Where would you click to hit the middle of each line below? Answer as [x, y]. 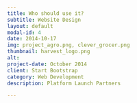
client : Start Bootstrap [42, 70]
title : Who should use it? [46, 13]
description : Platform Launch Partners [64, 83]
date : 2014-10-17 [32, 39]
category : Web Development [46, 77]
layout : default [30, 26]
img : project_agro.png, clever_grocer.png [68, 45]
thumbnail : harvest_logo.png [49, 52]
